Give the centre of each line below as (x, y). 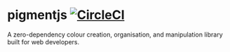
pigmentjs (38, 15)
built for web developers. (43, 41)
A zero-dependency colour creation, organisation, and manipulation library (115, 34)
